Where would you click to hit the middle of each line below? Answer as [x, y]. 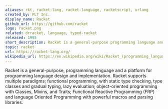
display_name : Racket [28, 19]
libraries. [14, 102]
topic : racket [20, 47]
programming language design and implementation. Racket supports [76, 76]
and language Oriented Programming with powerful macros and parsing [79, 97]
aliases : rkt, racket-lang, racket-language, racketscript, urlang [77, 10]
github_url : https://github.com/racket [47, 24]
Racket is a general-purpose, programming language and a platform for [79, 70]
